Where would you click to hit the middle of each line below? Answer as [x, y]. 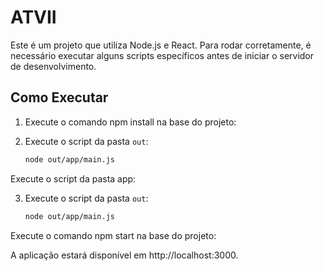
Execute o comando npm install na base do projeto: [130, 122]
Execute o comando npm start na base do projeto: [113, 235]
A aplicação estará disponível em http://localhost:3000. [124, 255]
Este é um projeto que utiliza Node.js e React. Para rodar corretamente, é [161, 45]
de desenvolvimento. [53, 66]
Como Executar [59, 97]
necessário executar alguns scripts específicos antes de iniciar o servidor [162, 55]
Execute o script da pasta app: [73, 178]
